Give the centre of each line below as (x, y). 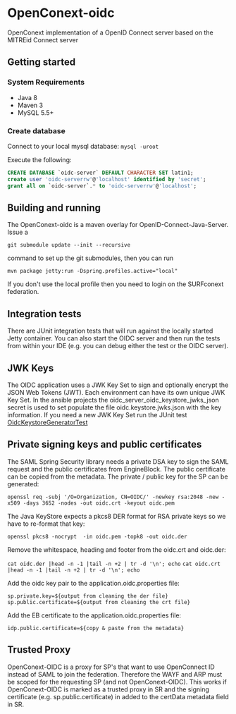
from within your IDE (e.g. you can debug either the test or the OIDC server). (118, 346)
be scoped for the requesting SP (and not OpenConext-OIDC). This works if (117, 682)
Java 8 (27, 97)
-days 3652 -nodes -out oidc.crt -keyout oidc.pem (99, 503)
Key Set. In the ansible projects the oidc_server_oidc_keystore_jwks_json (113, 400)
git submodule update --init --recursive (69, 245)
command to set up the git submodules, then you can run (91, 258)
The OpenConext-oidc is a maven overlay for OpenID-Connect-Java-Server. (118, 225)
